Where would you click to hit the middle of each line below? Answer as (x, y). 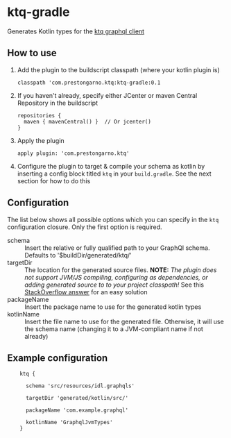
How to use (32, 53)
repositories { (39, 115)
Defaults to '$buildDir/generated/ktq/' (78, 255)
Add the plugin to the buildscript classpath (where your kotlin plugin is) (118, 69)
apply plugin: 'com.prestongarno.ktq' (73, 153)
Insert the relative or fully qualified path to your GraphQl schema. (117, 248)
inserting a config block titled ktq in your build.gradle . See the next (114, 174)
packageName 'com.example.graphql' (77, 410)
